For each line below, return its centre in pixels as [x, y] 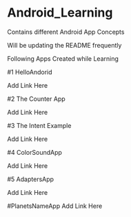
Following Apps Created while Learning [63, 58]
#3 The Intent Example [39, 125]
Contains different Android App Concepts [66, 32]
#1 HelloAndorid [30, 72]
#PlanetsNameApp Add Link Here [55, 206]
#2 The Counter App [36, 99]
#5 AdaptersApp [30, 179]
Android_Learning [60, 13]
